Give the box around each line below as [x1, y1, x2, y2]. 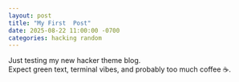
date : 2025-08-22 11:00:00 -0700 [8, 26, 120, 34]
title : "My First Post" [8, 19, 91, 27]
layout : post [8, 11, 52, 20]
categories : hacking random [8, 33, 103, 42]
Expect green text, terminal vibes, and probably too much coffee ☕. [8, 64, 231, 74]
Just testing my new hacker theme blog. [8, 56, 141, 65]
